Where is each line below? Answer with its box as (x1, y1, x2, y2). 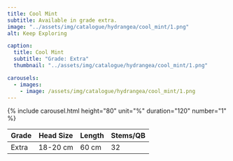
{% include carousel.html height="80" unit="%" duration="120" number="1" (7, 106, 227, 115)
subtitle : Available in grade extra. (7, 17, 118, 24)
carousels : (7, 74, 39, 81)
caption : (7, 43, 33, 50)
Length (80, 131, 105, 141)
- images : (13, 81, 42, 88)
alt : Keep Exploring (7, 29, 68, 37)
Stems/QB (111, 131, 146, 141)
